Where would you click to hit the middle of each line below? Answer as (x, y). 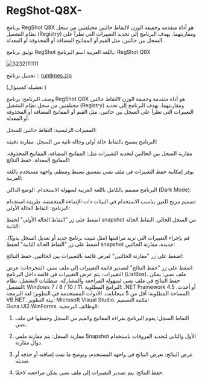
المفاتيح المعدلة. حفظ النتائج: (38, 160)
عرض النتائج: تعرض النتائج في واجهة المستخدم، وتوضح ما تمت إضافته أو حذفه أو (104, 354)
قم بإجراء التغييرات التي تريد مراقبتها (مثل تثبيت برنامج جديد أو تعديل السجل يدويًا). (98, 237)
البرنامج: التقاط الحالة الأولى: (38, 208)
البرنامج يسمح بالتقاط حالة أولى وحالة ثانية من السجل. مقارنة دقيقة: (82, 141)
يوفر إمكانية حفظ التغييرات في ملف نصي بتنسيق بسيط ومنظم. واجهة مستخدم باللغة (100, 171)
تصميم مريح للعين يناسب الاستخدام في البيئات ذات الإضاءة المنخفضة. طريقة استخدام (101, 201)
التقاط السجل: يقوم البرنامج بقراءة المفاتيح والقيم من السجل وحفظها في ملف (102, 318)
